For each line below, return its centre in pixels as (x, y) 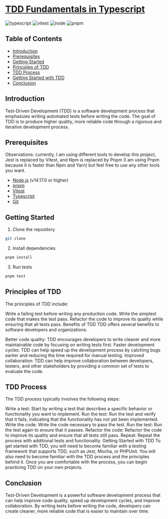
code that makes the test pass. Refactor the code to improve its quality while (84, 319)
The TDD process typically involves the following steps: (63, 399)
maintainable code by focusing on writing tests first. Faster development (80, 344)
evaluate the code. (24, 371)
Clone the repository (34, 230)
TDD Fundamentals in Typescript (75, 9)
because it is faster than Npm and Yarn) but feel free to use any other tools (82, 165)
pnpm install (19, 257)
